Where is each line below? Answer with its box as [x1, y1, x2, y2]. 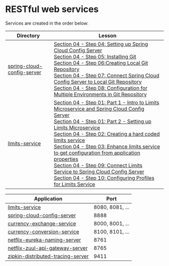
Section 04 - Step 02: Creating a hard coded [53, 130, 160, 137]
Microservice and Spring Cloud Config [53, 105, 145, 112]
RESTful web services [5, 4, 99, 15]
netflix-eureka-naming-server [8, 236, 81, 243]
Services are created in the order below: [5, 20, 89, 26]
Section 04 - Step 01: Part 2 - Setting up [53, 118, 152, 125]
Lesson [99, 32, 117, 39]
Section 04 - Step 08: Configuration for [53, 84, 147, 92]
